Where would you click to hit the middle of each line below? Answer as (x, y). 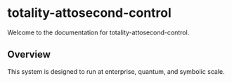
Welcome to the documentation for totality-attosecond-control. (98, 32)
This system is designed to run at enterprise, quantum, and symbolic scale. (116, 71)
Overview (29, 55)
